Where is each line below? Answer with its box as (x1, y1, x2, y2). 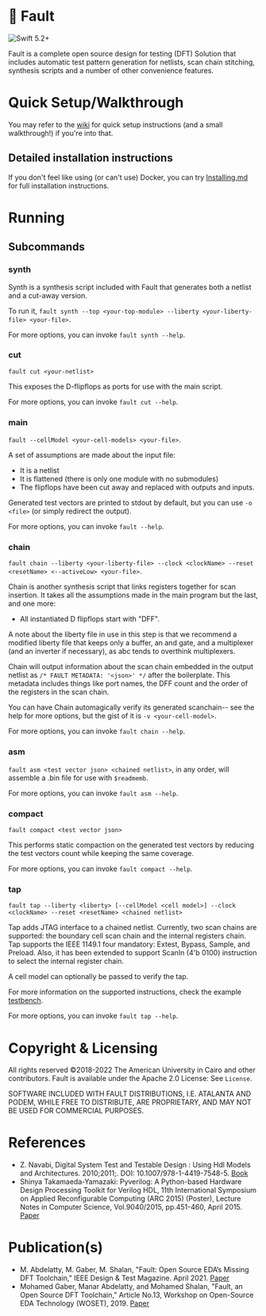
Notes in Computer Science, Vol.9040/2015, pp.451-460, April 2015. (19, 1202, 243, 1212)
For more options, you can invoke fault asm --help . (8, 788, 179, 798)
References (8, 1134, 86, 1151)
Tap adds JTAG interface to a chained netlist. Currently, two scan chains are (8, 923, 257, 932)
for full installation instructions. (8, 180, 110, 190)
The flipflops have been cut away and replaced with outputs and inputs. (19, 482, 255, 492)
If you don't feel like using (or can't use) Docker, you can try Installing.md (8, 172, 249, 182)
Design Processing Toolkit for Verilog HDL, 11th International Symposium (19, 1186, 256, 1195)
